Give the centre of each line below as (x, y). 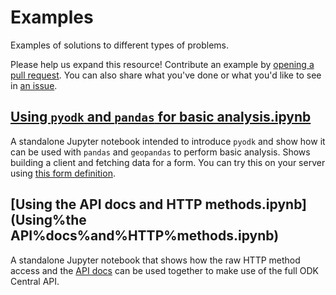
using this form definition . (63, 173)
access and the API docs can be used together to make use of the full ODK (164, 270)
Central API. (35, 281)
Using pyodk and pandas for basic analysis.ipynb (161, 117)
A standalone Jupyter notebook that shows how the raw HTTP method (155, 260)
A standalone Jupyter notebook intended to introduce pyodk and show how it (168, 141)
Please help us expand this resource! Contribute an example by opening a (162, 64)
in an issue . (34, 85)
